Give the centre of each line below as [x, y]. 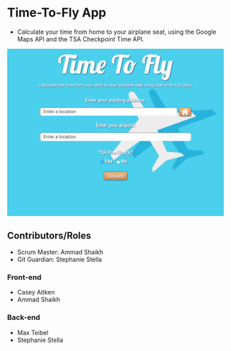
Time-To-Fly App [57, 13]
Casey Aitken [36, 292]
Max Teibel [33, 332]
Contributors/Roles [49, 235]
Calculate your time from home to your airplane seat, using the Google [117, 32]
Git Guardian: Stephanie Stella [59, 259]
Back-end [24, 317]
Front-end [24, 277]
